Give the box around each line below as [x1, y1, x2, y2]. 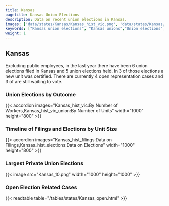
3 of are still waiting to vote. [5, 78, 63, 84]
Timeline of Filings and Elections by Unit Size [5, 126, 117, 133]
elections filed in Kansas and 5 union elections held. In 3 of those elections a [5, 68, 164, 74]
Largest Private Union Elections [5, 160, 84, 167]
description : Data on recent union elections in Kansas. [5, 17, 127, 22]
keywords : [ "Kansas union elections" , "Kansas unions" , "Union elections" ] [5, 26, 165, 31]
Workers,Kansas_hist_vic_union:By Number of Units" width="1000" [5, 108, 144, 114]
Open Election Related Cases [5, 184, 77, 191]
